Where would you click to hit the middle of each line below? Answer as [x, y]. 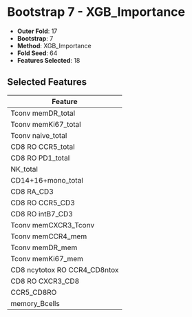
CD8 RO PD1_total [40, 158]
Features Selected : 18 [49, 60]
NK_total [24, 169]
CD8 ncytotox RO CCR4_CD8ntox [65, 269]
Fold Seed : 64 [37, 53]
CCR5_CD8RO [34, 292]
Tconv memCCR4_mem [49, 236]
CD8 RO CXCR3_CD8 [45, 281]
